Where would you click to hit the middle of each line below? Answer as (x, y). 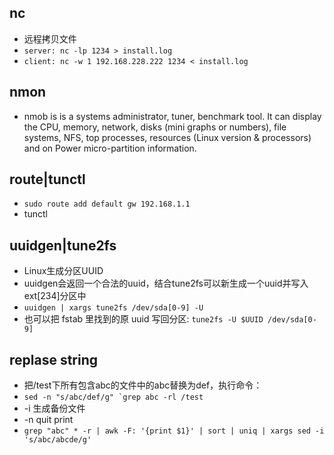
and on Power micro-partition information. (110, 148)
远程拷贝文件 (50, 38)
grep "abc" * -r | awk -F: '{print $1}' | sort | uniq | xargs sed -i (174, 431)
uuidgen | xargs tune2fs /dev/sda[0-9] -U (113, 308)
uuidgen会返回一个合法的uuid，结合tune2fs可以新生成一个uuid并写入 (166, 283)
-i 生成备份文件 (54, 408)
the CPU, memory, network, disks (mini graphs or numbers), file (155, 127)
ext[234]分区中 (55, 296)
